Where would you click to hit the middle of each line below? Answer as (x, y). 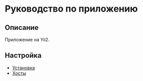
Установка (23, 68)
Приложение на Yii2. (27, 39)
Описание (22, 28)
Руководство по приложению (71, 9)
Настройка (23, 55)
